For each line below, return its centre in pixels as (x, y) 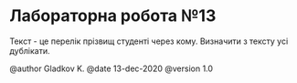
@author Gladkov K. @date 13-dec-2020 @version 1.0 (111, 68)
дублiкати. (30, 50)
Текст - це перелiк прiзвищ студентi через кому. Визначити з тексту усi (149, 41)
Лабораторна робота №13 (113, 16)
